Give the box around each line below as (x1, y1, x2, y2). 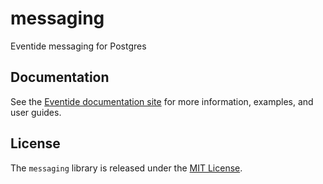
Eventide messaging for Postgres (10, 40, 147, 52)
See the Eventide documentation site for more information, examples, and (10, 95, 314, 107)
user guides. (10, 106, 62, 118)
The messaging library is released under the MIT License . (10, 162, 243, 174)
